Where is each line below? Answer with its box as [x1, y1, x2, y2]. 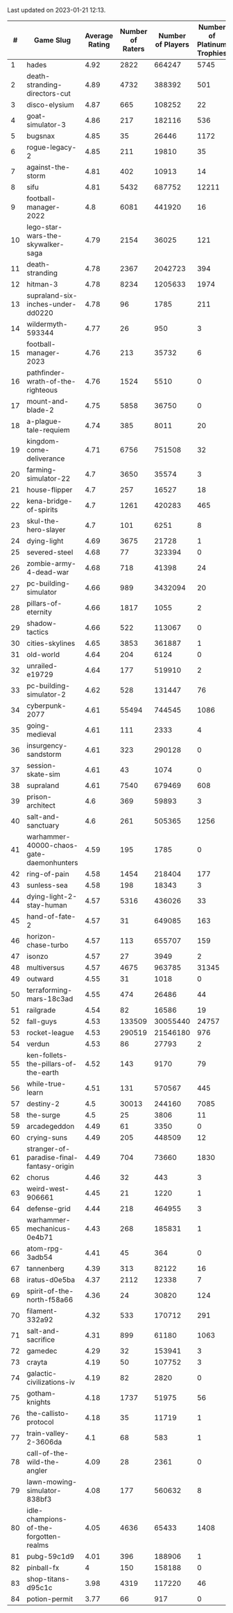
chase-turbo [26, 940, 69, 950]
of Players [155, 40, 189, 49]
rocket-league [26, 1028, 74, 1037]
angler [26, 1466, 48, 1475]
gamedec [26, 1346, 58, 1356]
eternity [26, 607, 52, 617]
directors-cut [26, 89, 71, 98]
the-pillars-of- [26, 1059, 78, 1068]
